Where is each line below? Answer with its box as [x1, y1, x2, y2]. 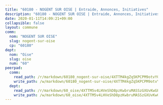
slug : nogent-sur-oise [9, 39, 55, 44]
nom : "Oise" [9, 52, 34, 57]
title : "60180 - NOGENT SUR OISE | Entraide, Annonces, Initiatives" [5, 7, 149, 12]
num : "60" [9, 61, 29, 66]
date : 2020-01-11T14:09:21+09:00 [5, 16, 73, 21]
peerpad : [5, 66, 23, 71]
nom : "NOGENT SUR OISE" [9, 34, 57, 39]
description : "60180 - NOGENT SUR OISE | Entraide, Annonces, [5, 12, 133, 16]
